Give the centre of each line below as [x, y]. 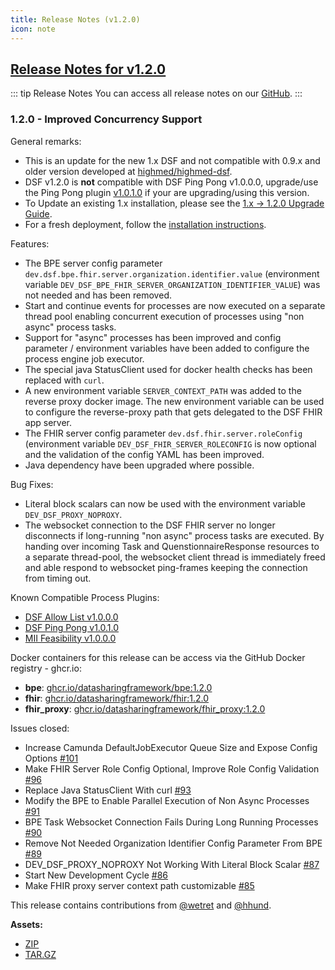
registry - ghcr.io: [46, 668]
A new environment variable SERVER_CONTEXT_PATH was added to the [163, 390]
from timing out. [58, 578]
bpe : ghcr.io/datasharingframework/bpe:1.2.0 [118, 687]
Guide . [38, 213]
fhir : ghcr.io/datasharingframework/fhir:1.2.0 [117, 698]
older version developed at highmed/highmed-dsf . [128, 171]
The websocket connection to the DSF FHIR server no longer [150, 525]
